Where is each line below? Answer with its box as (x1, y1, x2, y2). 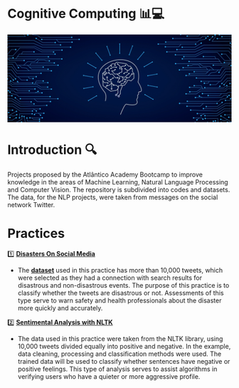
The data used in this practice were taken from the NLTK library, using (17, 334, 223, 342)
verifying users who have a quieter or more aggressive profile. (17, 372, 201, 381)
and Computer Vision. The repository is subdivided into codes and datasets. (7, 185, 230, 194)
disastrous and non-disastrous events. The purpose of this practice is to (17, 280, 230, 289)
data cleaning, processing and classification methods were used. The (17, 350, 222, 358)
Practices (7, 225, 65, 241)
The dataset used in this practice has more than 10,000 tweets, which (17, 266, 223, 274)
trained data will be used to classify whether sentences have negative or (17, 357, 230, 365)
